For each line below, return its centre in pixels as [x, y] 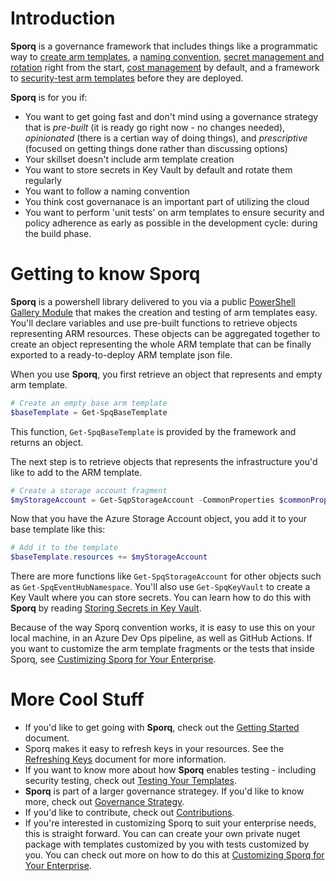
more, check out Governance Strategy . [104, 802]
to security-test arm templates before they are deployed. [127, 78]
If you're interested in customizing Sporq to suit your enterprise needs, [170, 823]
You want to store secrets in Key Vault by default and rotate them [158, 169]
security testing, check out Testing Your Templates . [130, 781]
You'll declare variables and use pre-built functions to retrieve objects [154, 323]
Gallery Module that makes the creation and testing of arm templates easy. [164, 312]
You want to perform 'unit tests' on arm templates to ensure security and [174, 212]
